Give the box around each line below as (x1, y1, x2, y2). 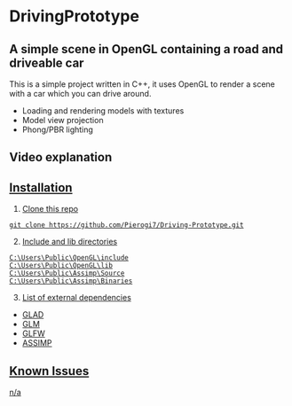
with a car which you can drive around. (9, 89, 152, 98)
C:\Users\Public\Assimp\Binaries (9, 277, 133, 285)
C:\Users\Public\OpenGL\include (9, 254, 129, 262)
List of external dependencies (21, 293, 131, 303)
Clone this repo (21, 204, 78, 215)
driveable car (9, 55, 84, 70)
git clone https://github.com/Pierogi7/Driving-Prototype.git (9, 221, 244, 230)
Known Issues (9, 363, 90, 379)
